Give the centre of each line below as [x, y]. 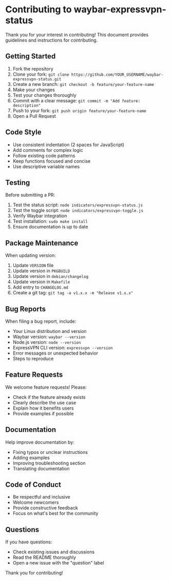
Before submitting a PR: [30, 195]
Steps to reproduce [33, 358]
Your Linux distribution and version [50, 331]
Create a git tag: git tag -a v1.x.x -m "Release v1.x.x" [73, 293]
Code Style [23, 132]
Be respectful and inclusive [41, 497]
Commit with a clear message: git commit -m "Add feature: [77, 100]
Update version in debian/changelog [51, 276]
